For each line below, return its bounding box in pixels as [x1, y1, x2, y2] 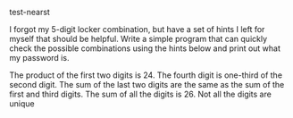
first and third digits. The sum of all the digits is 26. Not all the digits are [9, 88, 272, 99]
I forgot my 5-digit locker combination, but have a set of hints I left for [9, 24, 265, 34]
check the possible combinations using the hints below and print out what [9, 43, 281, 54]
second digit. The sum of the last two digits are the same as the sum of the [9, 80, 285, 89]
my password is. [9, 53, 70, 63]
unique [9, 98, 35, 109]
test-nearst [9, 7, 51, 17]
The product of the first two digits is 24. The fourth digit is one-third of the [9, 70, 283, 80]
